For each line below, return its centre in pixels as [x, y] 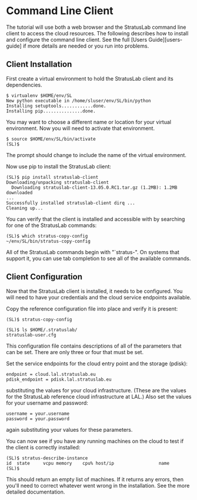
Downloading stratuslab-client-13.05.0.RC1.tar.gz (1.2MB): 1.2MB [94, 187]
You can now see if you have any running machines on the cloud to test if [95, 441]
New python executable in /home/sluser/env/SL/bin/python [79, 101]
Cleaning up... [25, 208]
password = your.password [38, 419]
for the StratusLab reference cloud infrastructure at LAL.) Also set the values [99, 396]
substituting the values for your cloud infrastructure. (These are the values [96, 390]
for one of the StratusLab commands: [51, 225]
